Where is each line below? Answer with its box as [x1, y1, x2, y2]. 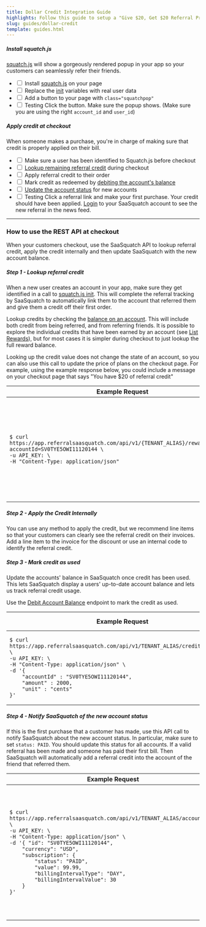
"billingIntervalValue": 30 [34, 876, 116, 883]
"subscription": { [21, 851, 75, 859]
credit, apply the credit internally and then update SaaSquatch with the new [6, 248, 197, 255]
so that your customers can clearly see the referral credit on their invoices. [6, 532, 195, 539]
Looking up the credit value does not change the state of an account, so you [6, 354, 199, 361]
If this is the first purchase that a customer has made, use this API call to [6, 728, 189, 735]
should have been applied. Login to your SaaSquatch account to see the [15, 200, 197, 208]
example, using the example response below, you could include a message [6, 367, 196, 374]
